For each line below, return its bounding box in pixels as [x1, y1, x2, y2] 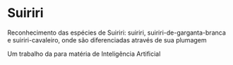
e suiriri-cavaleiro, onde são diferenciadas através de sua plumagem [7, 35, 207, 44]
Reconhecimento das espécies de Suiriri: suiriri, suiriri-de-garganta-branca [7, 28, 226, 37]
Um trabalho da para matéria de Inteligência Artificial [7, 49, 161, 58]
